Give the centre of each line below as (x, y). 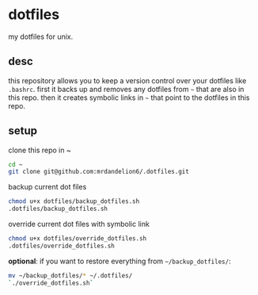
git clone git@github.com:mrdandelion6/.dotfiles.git (99, 172)
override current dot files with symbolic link (79, 224)
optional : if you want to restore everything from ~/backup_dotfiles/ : (120, 261)
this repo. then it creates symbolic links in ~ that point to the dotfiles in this (129, 98)
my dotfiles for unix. (41, 36)
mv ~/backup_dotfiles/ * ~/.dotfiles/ (70, 275)
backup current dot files (47, 187)
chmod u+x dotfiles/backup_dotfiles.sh (74, 201)
